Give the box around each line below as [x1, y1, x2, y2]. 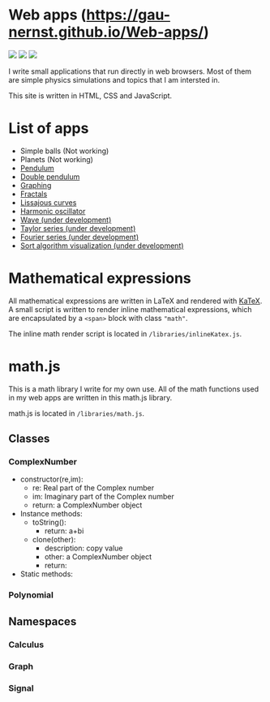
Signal [8, 683, 34, 694]
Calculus [8, 639, 45, 650]
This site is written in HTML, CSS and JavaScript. [8, 91, 173, 101]
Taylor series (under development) [19, 223, 136, 233]
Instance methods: [19, 509, 83, 519]
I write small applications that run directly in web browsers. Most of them [8, 66, 252, 76]
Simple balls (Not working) [19, 146, 109, 156]
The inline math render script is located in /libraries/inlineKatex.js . [8, 328, 242, 338]
